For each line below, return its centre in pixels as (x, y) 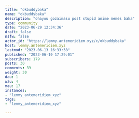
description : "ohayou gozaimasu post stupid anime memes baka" (70, 18)
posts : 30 (15, 63)
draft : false (18, 32)
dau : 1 (12, 77)
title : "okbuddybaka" (27, 9)
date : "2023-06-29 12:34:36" (34, 28)
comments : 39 (18, 68)
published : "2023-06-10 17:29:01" (40, 54)
